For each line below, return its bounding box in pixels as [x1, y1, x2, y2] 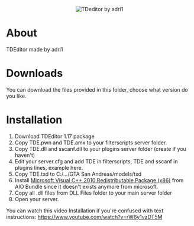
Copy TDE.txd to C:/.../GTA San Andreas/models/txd [14, 170, 142, 177]
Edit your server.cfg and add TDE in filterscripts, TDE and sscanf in [14, 157, 178, 165]
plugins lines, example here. [14, 164, 83, 171]
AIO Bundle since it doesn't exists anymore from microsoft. [14, 183, 159, 190]
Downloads [6, 67, 63, 80]
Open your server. [14, 195, 59, 202]
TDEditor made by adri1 [6, 46, 63, 53]
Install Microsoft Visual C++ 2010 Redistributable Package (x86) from [14, 176, 184, 183]
